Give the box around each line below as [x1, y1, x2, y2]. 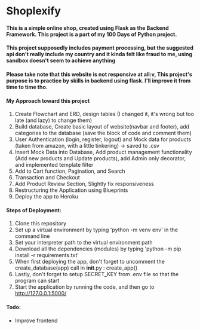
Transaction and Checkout [14, 174, 81, 181]
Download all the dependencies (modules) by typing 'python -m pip [14, 245, 181, 252]
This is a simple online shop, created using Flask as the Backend [6, 24, 169, 31]
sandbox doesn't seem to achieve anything [6, 57, 116, 64]
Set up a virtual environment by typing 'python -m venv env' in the [14, 226, 178, 234]
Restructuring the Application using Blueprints [14, 187, 128, 194]
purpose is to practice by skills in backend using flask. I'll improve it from [6, 77, 191, 84]
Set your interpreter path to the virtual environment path [14, 239, 153, 246]
